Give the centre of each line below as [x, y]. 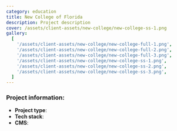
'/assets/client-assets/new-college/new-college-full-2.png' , [94, 50]
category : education [31, 11]
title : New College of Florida [44, 17]
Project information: [35, 98]
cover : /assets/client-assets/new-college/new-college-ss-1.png [86, 28]
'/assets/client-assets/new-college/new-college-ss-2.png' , [92, 66]
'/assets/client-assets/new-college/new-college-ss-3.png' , [92, 72]
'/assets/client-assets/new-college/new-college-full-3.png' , [94, 55]
